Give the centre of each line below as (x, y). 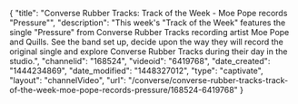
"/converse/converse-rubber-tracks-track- (208, 80)
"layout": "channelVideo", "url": (68, 80)
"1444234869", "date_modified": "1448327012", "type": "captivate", (136, 71)
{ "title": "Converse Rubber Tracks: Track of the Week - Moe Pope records (149, 13)
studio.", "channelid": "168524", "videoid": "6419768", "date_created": (140, 61)
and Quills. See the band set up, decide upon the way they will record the (147, 42)
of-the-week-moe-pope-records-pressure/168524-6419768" (124, 90)
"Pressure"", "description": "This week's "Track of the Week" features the (148, 23)
